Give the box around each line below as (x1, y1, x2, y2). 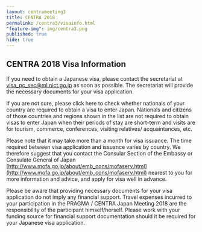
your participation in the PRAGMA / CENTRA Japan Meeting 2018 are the (6, 199, 187, 207)
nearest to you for (148, 169, 193, 176)
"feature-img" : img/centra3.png (6, 25, 87, 32)
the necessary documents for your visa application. (6, 88, 134, 95)
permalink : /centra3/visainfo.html (6, 20, 96, 26)
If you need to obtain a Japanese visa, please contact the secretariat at (6, 75, 183, 82)
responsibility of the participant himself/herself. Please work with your (6, 206, 180, 213)
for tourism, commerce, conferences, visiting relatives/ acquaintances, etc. (6, 125, 193, 133)
